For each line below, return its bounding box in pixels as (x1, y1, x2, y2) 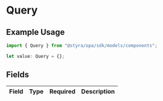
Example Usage (6, 27, 65, 37)
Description (81, 87, 116, 95)
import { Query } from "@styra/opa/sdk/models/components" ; (6, 43, 158, 48)
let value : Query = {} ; (6, 53, 65, 59)
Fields (6, 70, 30, 80)
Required (49, 87, 76, 95)
